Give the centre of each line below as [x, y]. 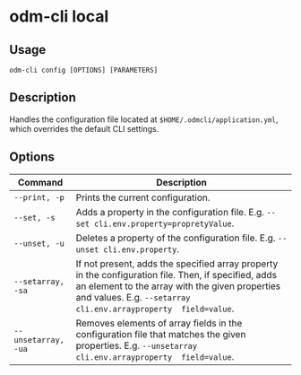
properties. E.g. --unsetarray [137, 345]
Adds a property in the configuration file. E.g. [170, 212]
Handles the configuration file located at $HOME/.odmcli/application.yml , [144, 119]
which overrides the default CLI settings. [84, 128]
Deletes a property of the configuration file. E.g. [176, 238]
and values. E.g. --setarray [133, 297]
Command [40, 182]
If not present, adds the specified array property [177, 264]
